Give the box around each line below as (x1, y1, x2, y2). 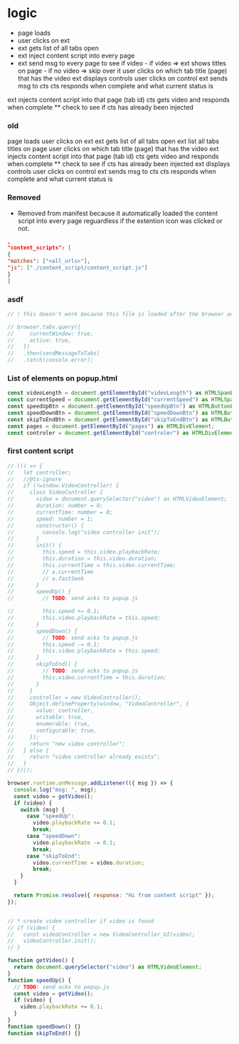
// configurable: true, (7, 727, 97, 734)
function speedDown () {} (7, 1023, 81, 1030)
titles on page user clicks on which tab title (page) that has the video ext (7, 145, 219, 153)
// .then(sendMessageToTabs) (7, 350, 100, 357)
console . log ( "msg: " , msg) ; (14, 786, 97, 793)
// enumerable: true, (7, 720, 91, 728)
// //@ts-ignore (7, 475, 62, 482)
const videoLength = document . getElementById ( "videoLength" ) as (7, 390, 202, 397)
